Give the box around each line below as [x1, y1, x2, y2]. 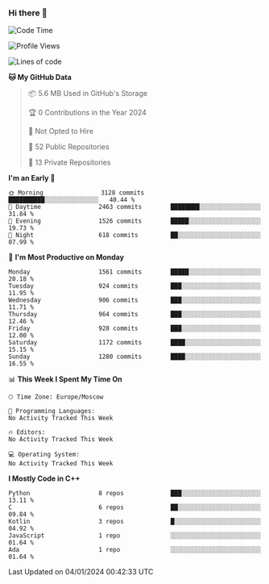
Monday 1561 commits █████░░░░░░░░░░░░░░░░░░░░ [8, 268, 262, 277]
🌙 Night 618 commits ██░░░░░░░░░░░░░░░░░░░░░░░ [8, 232, 262, 240]
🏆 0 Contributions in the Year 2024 [27, 108, 147, 118]
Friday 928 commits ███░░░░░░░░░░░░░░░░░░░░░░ [8, 324, 262, 333]
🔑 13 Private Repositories [27, 157, 111, 168]
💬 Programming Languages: [8, 407, 95, 415]
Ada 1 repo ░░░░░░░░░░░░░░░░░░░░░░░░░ [8, 546, 262, 554]
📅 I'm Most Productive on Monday [8, 252, 125, 262]
